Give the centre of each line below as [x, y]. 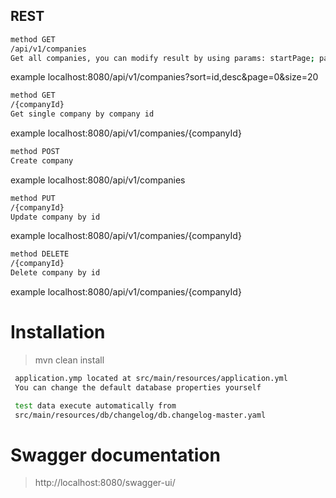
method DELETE [40, 254]
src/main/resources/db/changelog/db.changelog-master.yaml [140, 415]
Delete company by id [55, 273]
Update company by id [55, 217]
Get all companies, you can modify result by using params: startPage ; [162, 58]
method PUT [33, 198]
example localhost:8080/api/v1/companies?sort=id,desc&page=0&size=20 [164, 77]
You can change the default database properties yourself [138, 387]
